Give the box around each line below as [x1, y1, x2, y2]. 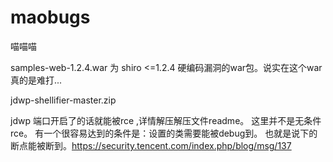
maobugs [10, 6, 91, 29]
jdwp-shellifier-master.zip [10, 94, 117, 106]
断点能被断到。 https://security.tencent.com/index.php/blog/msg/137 [10, 139, 292, 151]
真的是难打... [10, 74, 63, 86]
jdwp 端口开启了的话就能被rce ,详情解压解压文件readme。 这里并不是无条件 [10, 114, 322, 126]
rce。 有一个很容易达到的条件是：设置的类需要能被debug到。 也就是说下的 [10, 127, 318, 139]
